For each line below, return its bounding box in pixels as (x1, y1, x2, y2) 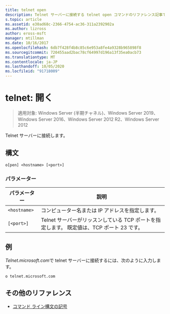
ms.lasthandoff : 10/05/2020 (5, 64, 65, 69)
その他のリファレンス (5, 289, 72, 297)
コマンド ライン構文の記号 (12, 303, 67, 309)
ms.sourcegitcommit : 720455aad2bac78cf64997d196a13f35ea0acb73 (5, 50, 142, 55)
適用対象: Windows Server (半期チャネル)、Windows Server (17, 110, 143, 116)
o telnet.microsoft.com (5, 273, 56, 279)
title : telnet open (5, 7, 47, 13)
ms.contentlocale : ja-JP (5, 59, 58, 64)
